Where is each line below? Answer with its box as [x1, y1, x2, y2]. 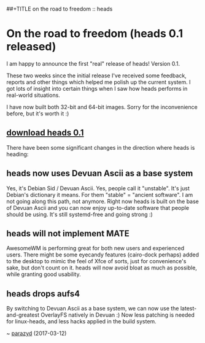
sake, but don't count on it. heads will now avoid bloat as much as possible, [6, 264, 198, 272]
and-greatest [6, 311, 40, 318]
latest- [180, 305, 197, 312]
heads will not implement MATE [6, 228, 130, 239]
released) [6, 40, 56, 54]
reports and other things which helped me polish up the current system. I [6, 78, 191, 85]
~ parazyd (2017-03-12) [6, 330, 67, 337]
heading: [6, 150, 29, 158]
